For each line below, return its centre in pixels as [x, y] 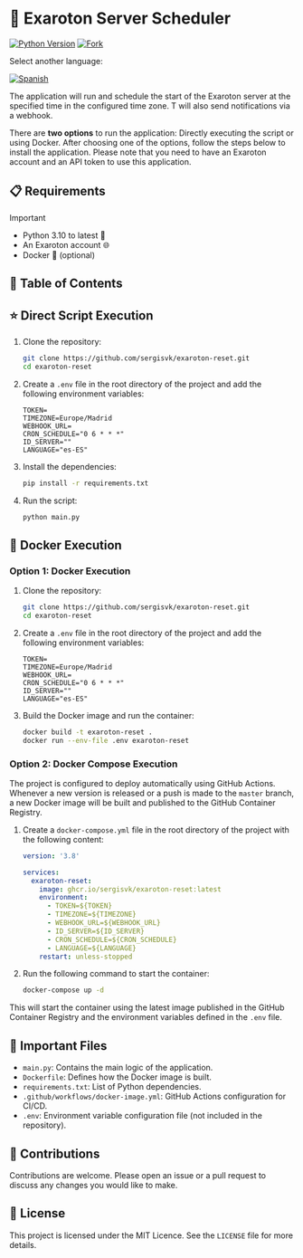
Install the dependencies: [70, 466]
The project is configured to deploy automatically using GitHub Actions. [142, 783]
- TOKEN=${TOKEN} [80, 906]
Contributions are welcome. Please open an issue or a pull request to [138, 1175]
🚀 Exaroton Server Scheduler [120, 19]
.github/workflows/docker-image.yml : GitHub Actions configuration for [154, 1096]
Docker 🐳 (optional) [59, 255]
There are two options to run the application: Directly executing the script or [151, 133]
